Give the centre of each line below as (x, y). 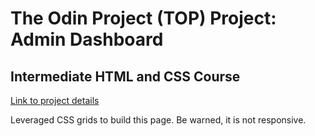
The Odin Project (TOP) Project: (143, 18)
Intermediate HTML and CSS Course (125, 76)
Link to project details (55, 100)
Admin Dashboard (87, 39)
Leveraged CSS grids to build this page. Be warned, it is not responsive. (158, 120)
